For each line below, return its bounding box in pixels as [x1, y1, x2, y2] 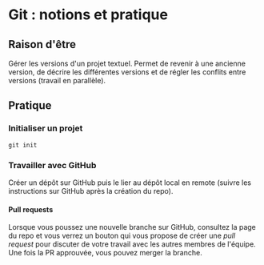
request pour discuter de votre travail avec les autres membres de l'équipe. [8, 239, 256, 249]
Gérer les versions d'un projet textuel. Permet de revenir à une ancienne [8, 58, 246, 68]
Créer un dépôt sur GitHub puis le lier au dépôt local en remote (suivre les [8, 178, 252, 187]
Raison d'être [8, 38, 76, 51]
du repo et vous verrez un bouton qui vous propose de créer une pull [8, 231, 236, 241]
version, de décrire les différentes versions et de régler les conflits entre [8, 67, 246, 77]
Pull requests [8, 204, 54, 214]
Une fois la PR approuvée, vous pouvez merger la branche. [8, 248, 202, 258]
